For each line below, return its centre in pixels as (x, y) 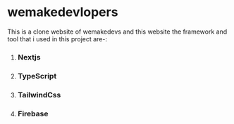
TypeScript (37, 76)
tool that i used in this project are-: (57, 39)
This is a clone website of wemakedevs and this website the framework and (117, 32)
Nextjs (29, 57)
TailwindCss (39, 95)
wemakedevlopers (63, 12)
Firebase (33, 113)
